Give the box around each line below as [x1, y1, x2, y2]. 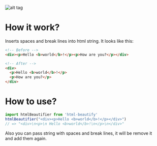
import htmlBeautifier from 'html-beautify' [5, 112, 98, 117]
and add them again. [5, 135, 47, 141]
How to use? [5, 96, 57, 107]
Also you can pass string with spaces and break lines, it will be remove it [5, 130, 153, 136]
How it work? [5, 22, 60, 33]
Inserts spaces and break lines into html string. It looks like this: [5, 38, 134, 44]
